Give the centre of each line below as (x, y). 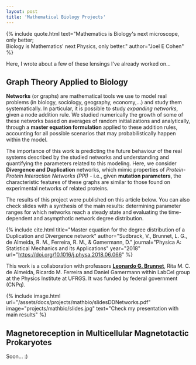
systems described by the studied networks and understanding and (88, 157)
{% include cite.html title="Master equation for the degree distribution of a (96, 230)
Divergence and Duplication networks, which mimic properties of (85, 170)
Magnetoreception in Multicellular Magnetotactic (97, 333)
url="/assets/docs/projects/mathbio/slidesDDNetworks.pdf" (78, 302)
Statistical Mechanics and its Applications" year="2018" (73, 248)
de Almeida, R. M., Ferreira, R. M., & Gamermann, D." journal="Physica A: (94, 242)
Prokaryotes (29, 342)
